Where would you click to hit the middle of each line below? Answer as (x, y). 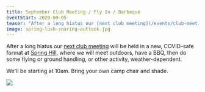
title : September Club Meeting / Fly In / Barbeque (73, 12)
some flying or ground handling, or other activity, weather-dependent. (94, 59)
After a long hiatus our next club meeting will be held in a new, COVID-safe (100, 46)
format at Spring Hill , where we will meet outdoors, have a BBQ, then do (96, 53)
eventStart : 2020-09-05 (37, 18)
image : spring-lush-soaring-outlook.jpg (59, 29)
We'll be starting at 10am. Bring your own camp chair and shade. (88, 71)
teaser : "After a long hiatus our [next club (65, 23)
